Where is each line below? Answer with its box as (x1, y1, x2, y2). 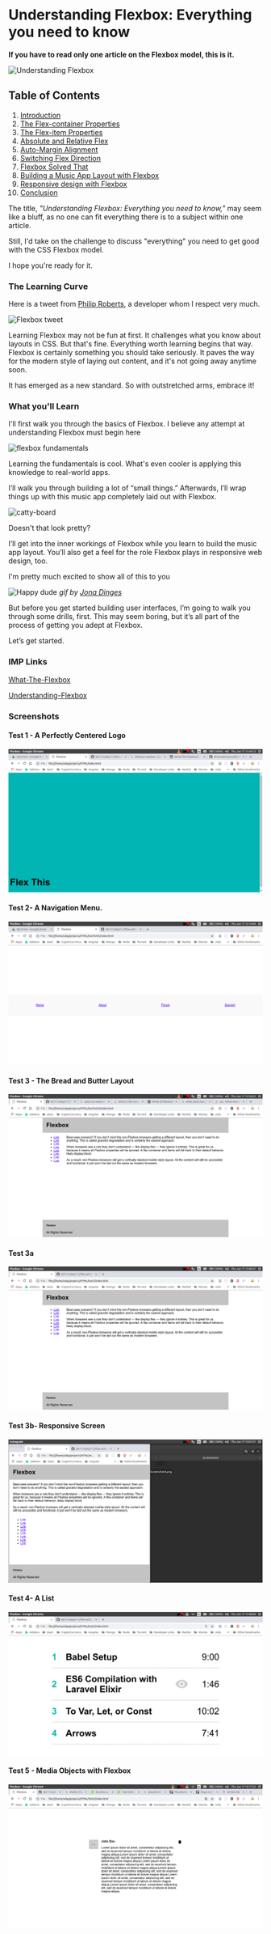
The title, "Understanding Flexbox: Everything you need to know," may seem (8, 203, 262, 213)
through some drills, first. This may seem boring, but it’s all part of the (8, 612, 240, 621)
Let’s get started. (8, 636, 65, 646)
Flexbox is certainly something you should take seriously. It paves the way (8, 348, 255, 358)
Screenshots (8, 710, 60, 722)
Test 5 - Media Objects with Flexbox (8, 1766, 131, 1775)
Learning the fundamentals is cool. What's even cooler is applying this (8, 459, 242, 469)
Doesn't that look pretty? (8, 524, 91, 533)
